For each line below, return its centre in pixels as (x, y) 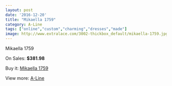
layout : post (19, 10)
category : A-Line (24, 24)
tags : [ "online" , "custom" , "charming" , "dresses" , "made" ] (66, 29)
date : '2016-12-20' (26, 15)
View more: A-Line (25, 78)
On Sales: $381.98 (25, 58)
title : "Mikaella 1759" (31, 19)
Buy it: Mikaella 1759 (27, 68)
